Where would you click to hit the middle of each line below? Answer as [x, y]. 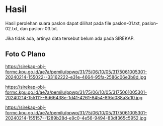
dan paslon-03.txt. [39, 28]
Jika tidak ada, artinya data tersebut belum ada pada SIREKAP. [70, 38]
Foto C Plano [25, 54]
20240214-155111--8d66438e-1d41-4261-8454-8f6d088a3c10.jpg [74, 97]
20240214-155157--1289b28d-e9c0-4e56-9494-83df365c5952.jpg [76, 118]
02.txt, [12, 28]
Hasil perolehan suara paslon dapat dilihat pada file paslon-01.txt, [73, 23]
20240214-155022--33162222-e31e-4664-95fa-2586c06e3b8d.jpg [76, 77]
